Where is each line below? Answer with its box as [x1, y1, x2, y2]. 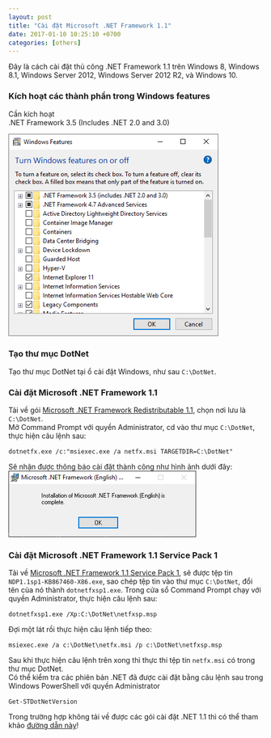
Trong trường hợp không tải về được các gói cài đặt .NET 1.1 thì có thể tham [8, 712, 259, 722]
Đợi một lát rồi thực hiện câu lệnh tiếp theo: [8, 625, 152, 635]
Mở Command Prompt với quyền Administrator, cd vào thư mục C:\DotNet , [8, 423, 256, 432]
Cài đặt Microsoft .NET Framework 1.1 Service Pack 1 [8, 550, 218, 561]
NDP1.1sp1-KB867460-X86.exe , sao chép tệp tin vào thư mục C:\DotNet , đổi [8, 576, 253, 586]
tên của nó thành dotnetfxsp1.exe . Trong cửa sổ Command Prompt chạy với [8, 585, 261, 595]
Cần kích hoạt [8, 109, 55, 119]
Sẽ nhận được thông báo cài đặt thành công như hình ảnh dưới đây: [8, 462, 233, 472]
